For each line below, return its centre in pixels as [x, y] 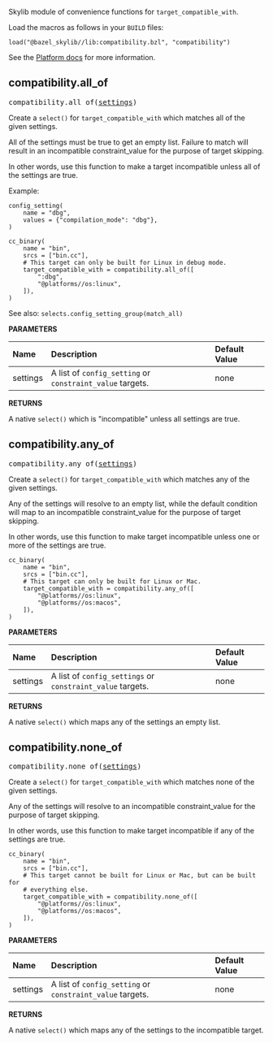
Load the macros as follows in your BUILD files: [86, 27]
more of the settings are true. [57, 545]
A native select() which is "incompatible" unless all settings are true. [124, 418]
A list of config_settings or [103, 676]
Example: [24, 191]
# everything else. [56, 890]
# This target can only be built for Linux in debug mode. [125, 262]
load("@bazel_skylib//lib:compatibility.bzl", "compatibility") [119, 42]
